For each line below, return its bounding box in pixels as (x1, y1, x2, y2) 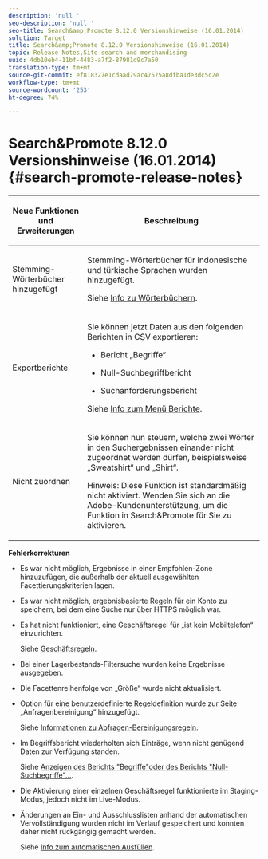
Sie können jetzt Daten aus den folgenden (87, 321, 244, 333)
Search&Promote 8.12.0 (8, 135, 167, 152)
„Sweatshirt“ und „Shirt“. (87, 462, 179, 473)
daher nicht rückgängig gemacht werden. (19, 827, 156, 837)
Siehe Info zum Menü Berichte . (87, 404, 203, 415)
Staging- (230, 786, 259, 796)
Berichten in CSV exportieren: (87, 332, 199, 343)
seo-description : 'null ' (8, 19, 94, 27)
